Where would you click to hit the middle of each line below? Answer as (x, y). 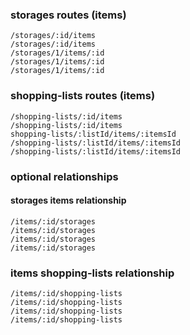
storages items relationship (68, 200)
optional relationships (64, 176)
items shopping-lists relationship (92, 273)
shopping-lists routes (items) (83, 96)
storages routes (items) (68, 15)
